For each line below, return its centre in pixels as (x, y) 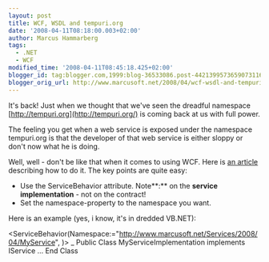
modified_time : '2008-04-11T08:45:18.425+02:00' (91, 68)
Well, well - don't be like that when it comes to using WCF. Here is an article (133, 161)
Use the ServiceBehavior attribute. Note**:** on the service (119, 185)
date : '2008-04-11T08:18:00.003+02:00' (75, 30)
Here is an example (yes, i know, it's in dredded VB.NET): (102, 218)
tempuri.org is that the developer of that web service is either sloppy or (126, 137)
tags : (17, 46)
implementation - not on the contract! (83, 194)
